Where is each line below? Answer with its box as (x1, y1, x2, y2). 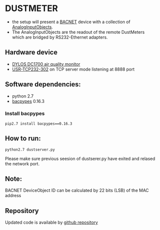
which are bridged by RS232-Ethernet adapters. (12, 34, 108, 40)
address (5, 193, 21, 199)
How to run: (5, 134, 41, 143)
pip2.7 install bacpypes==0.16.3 (5, 121, 73, 126)
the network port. (5, 160, 40, 167)
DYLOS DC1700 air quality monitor (12, 61, 81, 67)
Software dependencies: (5, 80, 81, 88)
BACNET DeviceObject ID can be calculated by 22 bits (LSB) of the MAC (5, 187, 149, 193)
